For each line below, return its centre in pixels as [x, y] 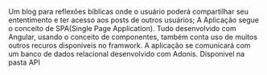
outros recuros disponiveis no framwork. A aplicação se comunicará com [129, 45]
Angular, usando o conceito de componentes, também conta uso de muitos [133, 37]
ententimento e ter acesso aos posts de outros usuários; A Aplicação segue [134, 20]
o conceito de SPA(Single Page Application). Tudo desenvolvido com [122, 28]
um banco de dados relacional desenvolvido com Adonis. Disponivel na [127, 54]
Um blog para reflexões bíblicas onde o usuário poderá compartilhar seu [129, 12]
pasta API [24, 62]
